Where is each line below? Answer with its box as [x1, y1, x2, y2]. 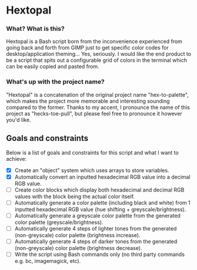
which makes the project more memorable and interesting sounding [6, 97, 170, 104]
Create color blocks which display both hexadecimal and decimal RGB [14, 186, 185, 193]
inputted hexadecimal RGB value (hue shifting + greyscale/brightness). [14, 206, 186, 213]
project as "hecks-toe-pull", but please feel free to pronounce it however [6, 110, 182, 117]
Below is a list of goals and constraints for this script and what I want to [6, 149, 179, 156]
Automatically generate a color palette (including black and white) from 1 [14, 199, 191, 206]
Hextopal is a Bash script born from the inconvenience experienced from [6, 38, 182, 45]
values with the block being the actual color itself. [14, 193, 135, 200]
